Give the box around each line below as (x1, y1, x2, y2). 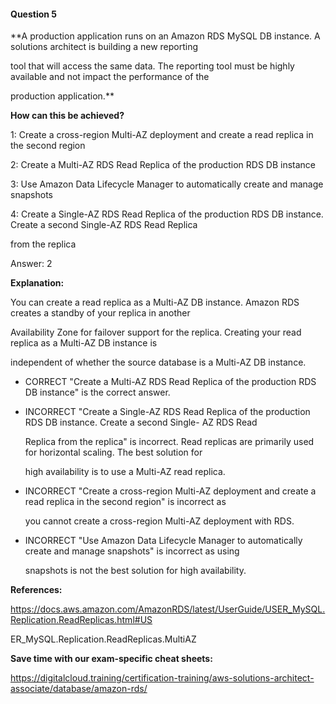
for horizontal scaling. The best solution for (24, 446, 203, 459)
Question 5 (10, 8, 58, 20)
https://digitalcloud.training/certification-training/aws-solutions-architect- (10, 672, 315, 684)
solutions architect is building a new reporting (10, 41, 199, 53)
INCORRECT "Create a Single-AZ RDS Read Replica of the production (24, 406, 311, 418)
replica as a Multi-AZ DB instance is (10, 337, 158, 349)
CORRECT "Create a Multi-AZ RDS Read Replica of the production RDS (24, 376, 317, 388)
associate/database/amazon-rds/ (10, 683, 148, 695)
